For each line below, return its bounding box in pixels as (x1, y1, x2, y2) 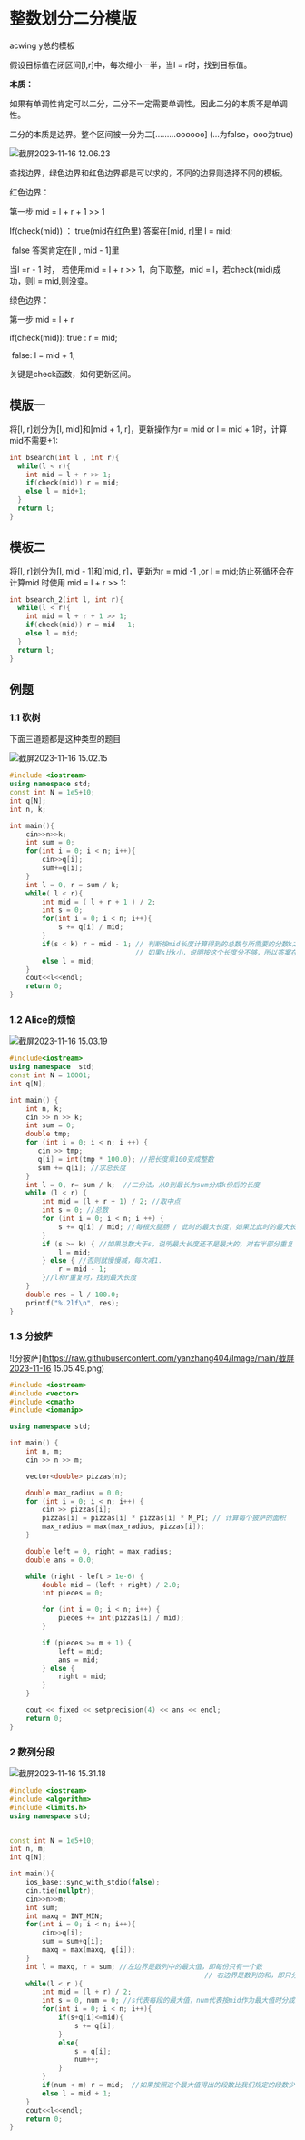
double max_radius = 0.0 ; (25, 1488, 124, 1497)
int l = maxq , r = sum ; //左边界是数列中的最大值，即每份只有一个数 (25, 1962, 263, 1971)
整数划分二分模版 (9, 8, 138, 29)
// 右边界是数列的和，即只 (203, 1970, 291, 1980)
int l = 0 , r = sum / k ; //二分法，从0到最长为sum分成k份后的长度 (25, 1180, 261, 1189)
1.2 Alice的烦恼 (9, 1013, 76, 1025)
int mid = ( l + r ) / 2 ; (42, 1987, 132, 1996)
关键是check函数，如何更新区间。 (9, 368, 136, 379)
